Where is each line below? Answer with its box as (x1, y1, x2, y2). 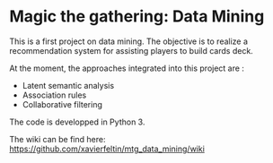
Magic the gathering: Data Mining (9, 6, 265, 27)
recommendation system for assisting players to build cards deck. (9, 45, 253, 56)
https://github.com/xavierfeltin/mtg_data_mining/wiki (9, 143, 205, 154)
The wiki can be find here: (9, 133, 106, 144)
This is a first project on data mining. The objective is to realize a (9, 36, 249, 47)
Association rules (22, 90, 87, 100)
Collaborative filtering (22, 99, 103, 109)
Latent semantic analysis (22, 80, 115, 90)
